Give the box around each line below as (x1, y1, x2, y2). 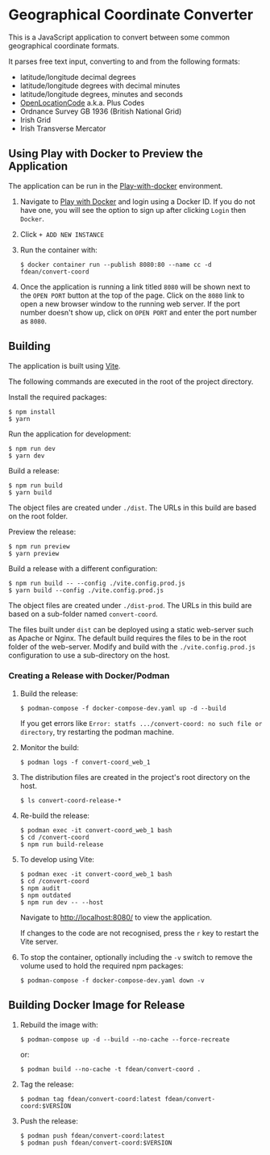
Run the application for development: (8, 429, 131, 439)
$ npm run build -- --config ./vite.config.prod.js (8, 579, 185, 587)
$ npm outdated (19, 891, 72, 899)
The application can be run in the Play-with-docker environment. (8, 181, 223, 190)
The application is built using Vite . (8, 361, 121, 370)
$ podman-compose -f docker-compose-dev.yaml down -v (19, 976, 205, 985)
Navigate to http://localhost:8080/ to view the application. (19, 912, 212, 922)
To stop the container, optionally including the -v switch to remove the (19, 952, 253, 961)
